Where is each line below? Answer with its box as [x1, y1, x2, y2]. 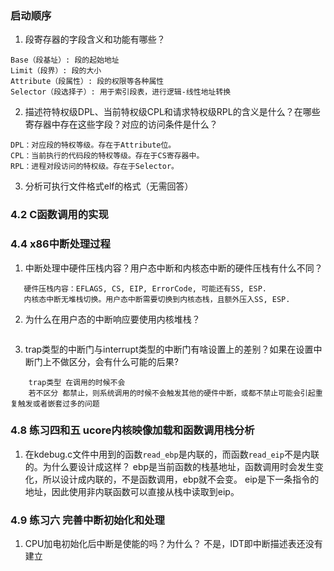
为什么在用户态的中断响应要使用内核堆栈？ [24, 313, 201, 325]
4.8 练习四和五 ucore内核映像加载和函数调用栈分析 [10, 423, 255, 437]
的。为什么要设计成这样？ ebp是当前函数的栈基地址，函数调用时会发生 [24, 460, 316, 472]
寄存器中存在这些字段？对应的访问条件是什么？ [24, 118, 218, 131]
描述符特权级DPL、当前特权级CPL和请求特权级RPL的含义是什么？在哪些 [24, 106, 321, 118]
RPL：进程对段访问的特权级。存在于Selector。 [10, 162, 179, 172]
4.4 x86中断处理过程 [10, 237, 111, 251]
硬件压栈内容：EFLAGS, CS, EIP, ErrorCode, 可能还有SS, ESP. [23, 283, 267, 294]
